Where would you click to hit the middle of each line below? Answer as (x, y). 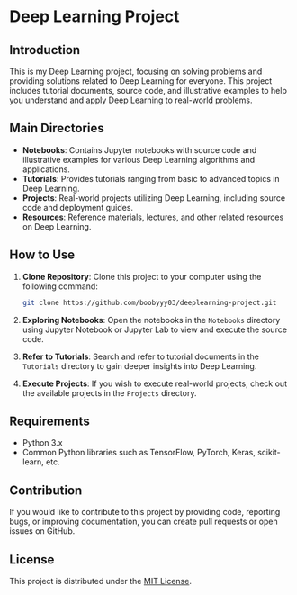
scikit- (269, 453)
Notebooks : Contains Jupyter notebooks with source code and (139, 149)
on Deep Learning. (57, 226)
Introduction (45, 50)
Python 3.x (42, 443)
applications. (46, 169)
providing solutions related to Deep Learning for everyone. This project (141, 81)
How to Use (42, 255)
